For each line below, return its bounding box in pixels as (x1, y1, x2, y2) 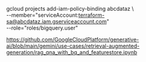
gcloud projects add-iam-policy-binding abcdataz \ (6, 5, 134, 12)
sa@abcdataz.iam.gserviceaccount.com (6, 18, 107, 25)
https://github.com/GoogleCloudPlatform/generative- (6, 36, 139, 43)
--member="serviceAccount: (6, 11, 79, 19)
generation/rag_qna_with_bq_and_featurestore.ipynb (6, 49, 138, 56)
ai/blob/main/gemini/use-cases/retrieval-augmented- (6, 42, 140, 49)
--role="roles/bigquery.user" (6, 24, 79, 31)
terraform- (78, 11, 105, 19)
